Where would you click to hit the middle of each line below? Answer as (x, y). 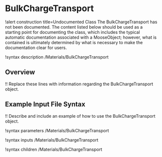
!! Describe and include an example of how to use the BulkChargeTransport (80, 116)
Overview (20, 72)
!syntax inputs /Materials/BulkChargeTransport (52, 140)
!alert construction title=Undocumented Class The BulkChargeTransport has (81, 22)
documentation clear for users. (36, 47)
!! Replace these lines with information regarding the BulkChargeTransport (79, 84)
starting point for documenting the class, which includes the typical (72, 32)
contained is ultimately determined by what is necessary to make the (74, 42)
